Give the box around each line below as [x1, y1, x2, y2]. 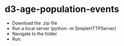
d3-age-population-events [5, 3, 119, 15]
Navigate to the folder [12, 30, 57, 36]
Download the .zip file [12, 20, 57, 26]
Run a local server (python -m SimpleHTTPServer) [12, 25, 116, 31]
